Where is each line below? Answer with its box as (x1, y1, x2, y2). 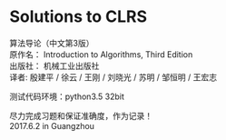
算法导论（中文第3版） (9, 37, 94, 48)
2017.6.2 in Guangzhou (9, 120, 95, 131)
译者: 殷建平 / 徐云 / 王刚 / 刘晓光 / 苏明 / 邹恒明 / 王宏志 (9, 71, 218, 83)
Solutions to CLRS (9, 6, 148, 27)
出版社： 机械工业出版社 (9, 60, 100, 71)
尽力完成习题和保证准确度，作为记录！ (9, 110, 152, 121)
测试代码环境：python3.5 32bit (9, 91, 125, 102)
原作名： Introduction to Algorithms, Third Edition (9, 48, 193, 60)
